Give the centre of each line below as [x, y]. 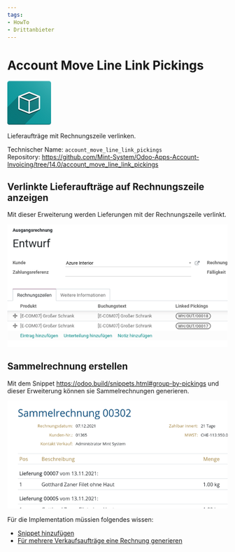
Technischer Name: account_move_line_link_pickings [85, 150]
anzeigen [28, 198]
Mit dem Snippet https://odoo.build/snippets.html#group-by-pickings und [113, 383]
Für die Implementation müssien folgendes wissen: [80, 520]
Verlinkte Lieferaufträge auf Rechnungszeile [106, 186]
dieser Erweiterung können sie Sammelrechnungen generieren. [98, 390]
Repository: [24, 157]
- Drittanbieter [31, 29]
